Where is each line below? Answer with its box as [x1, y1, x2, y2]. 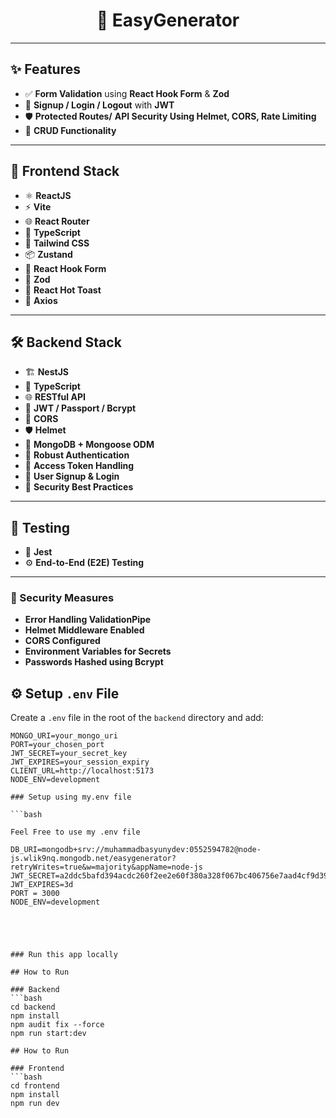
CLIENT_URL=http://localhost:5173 [10, 766, 155, 776]
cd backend [10, 1002, 56, 1013]
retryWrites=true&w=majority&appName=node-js [10, 862, 203, 873]
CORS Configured [24, 635, 101, 647]
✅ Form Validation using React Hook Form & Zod [24, 87, 230, 99]
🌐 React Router [24, 215, 90, 227]
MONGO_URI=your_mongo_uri [10, 731, 118, 741]
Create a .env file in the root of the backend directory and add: [10, 712, 264, 724]
